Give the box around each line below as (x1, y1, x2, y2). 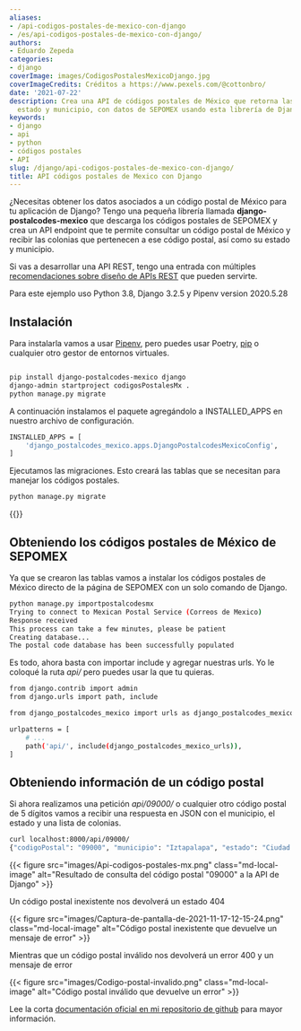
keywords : (9, 113, 47, 122)
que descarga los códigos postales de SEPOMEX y (90, 215, 278, 226)
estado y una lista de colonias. (9, 817, 122, 828)
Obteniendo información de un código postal (9, 774, 264, 790)
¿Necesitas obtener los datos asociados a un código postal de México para (9, 197, 287, 207)
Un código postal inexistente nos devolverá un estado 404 (9, 896, 226, 906)
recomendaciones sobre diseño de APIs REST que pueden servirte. (9, 271, 258, 282)
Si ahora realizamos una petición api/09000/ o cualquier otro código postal (9, 799, 287, 809)
